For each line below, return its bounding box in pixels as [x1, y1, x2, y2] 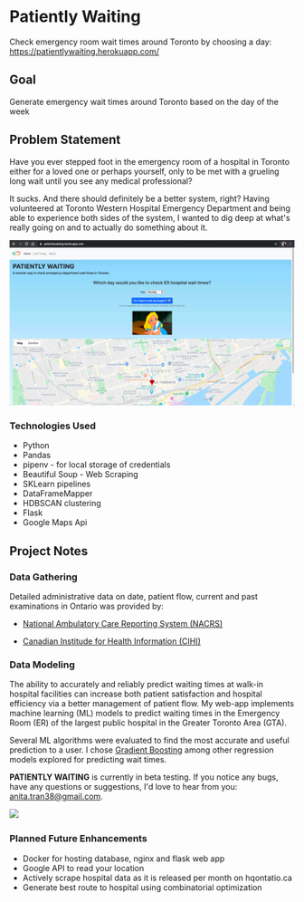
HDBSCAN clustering [22, 498, 101, 509]
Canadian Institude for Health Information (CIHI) [22, 636, 202, 647]
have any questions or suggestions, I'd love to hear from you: [9, 782, 238, 792]
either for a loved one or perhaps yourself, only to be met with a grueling [9, 166, 280, 177]
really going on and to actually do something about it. [9, 222, 208, 233]
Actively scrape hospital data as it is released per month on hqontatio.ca [22, 872, 292, 883]
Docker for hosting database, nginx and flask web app [22, 853, 225, 864]
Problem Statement [9, 132, 121, 148]
